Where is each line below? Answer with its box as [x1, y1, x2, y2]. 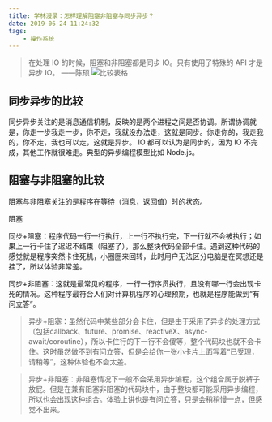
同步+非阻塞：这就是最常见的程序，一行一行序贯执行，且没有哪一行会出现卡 [8, 278, 261, 288]
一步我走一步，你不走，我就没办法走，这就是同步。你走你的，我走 [36, 127, 257, 137]
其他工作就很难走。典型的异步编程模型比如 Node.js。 [22, 148, 200, 157]
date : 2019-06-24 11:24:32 [8, 19, 100, 28]
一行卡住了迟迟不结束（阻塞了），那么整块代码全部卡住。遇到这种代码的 [22, 241, 261, 251]
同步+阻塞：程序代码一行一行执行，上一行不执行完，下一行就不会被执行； [8, 230, 255, 240]
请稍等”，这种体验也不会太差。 [28, 356, 131, 366]
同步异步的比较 [8, 94, 83, 108]
